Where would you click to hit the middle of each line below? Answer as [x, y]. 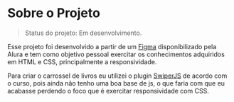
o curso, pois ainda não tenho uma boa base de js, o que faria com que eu [116, 83]
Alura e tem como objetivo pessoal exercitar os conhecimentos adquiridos [116, 54]
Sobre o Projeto [54, 13]
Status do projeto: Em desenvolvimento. [83, 33]
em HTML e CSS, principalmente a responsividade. [82, 61]
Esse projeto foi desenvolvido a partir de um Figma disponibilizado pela [112, 46]
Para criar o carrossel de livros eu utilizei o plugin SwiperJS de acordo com [117, 76]
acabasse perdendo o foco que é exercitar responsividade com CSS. [108, 91]
